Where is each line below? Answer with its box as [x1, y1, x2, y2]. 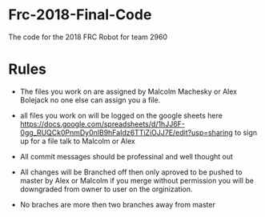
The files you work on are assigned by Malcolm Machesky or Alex [19, 86, 238, 96]
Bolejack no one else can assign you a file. [19, 94, 161, 105]
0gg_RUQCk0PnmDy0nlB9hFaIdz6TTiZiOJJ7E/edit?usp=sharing [19, 127, 234, 137]
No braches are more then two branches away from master [19, 199, 216, 209]
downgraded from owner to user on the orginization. [19, 184, 193, 194]
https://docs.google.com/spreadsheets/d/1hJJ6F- [19, 119, 186, 129]
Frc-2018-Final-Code [8, 6, 152, 24]
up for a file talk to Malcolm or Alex [19, 136, 136, 146]
